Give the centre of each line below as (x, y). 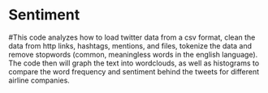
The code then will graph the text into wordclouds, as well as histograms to (134, 63)
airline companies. (39, 80)
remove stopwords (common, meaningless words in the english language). (133, 54)
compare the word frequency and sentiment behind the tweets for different (134, 71)
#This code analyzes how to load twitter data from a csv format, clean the (132, 37)
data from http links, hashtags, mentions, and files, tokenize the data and (130, 45)
